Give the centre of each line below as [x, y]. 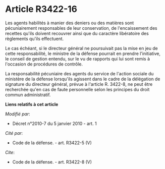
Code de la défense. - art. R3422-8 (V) [52, 162]
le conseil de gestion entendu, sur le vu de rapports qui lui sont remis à [78, 58]
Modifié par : [18, 114]
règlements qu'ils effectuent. [34, 39]
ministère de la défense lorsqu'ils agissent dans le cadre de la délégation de [83, 79]
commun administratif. [28, 95]
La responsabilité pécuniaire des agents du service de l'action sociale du [80, 73]
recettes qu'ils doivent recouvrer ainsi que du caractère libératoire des [77, 33]
